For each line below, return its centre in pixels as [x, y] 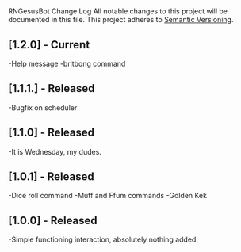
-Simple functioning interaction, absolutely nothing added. [103, 239]
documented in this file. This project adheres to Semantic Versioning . [121, 20]
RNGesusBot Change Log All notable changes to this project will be [118, 11]
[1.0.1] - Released [51, 177]
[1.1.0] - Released [52, 133]
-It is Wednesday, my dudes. [55, 151]
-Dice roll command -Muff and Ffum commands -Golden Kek [108, 196]
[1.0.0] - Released [53, 220]
